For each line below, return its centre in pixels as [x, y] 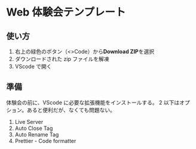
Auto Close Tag [34, 128]
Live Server [29, 122]
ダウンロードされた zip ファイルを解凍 [62, 59]
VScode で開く [33, 66]
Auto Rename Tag [37, 134]
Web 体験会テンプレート [66, 12]
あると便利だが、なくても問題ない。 [71, 110]
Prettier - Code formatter [45, 141]
